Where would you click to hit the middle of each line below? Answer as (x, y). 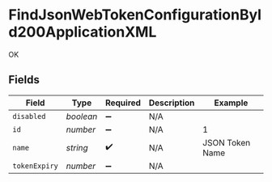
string (77, 147)
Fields (24, 80)
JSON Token (226, 142)
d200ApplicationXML (83, 32)
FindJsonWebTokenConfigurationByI (135, 15)
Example (231, 103)
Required (123, 103)
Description (172, 103)
